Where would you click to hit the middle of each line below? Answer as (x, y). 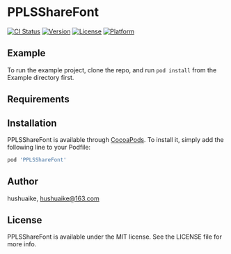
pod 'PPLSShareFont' (37, 160)
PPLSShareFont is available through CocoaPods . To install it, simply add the (115, 139)
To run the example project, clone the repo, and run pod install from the (112, 70)
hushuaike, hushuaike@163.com (53, 198)
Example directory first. (41, 77)
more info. (22, 244)
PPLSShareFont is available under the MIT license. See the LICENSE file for (115, 237)
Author (23, 182)
